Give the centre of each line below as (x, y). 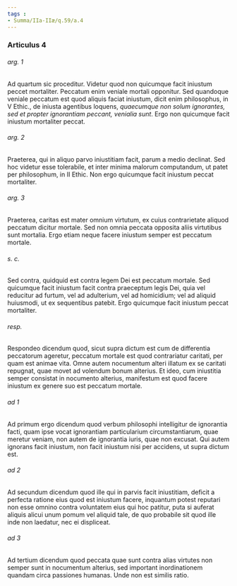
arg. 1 (15, 62)
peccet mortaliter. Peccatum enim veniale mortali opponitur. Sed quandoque (118, 91)
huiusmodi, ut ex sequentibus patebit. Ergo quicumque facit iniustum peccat (118, 303)
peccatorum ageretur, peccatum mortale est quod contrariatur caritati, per (115, 356)
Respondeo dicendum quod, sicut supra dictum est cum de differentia (109, 348)
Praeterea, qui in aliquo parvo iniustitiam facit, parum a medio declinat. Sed (116, 159)
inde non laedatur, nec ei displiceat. (59, 522)
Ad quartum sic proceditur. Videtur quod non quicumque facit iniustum (110, 84)
